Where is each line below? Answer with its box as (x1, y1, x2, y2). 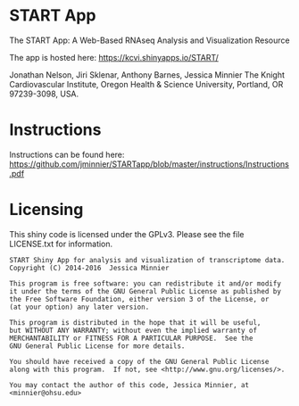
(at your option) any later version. (9, 302, 150, 311)
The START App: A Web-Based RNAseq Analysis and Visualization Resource (9, 35, 290, 46)
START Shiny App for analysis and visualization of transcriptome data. (9, 255, 286, 264)
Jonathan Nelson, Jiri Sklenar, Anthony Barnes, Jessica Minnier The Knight (9, 69, 286, 80)
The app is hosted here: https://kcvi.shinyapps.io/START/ (9, 52, 219, 62)
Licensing (9, 200, 84, 220)
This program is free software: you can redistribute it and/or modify (9, 278, 281, 288)
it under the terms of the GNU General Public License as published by (9, 286, 281, 295)
